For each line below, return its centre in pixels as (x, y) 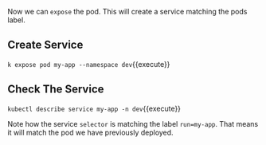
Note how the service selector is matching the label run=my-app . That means (133, 123)
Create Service (45, 45)
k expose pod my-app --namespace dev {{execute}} (89, 64)
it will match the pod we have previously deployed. (90, 132)
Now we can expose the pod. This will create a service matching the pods (127, 12)
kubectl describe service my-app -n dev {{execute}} (94, 108)
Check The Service (56, 90)
